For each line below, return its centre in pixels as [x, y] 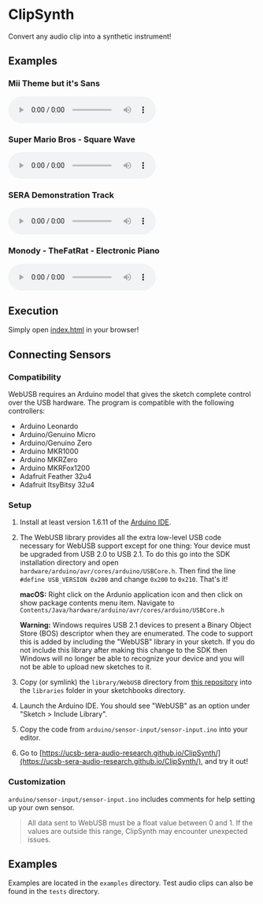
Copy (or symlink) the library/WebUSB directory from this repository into [135, 682]
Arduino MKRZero [48, 460]
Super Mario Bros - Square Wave [72, 139]
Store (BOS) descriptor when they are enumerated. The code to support [136, 634]
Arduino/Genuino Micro [57, 435]
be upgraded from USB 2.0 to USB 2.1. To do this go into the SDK [125, 554]
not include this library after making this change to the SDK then [123, 650]
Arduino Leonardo [49, 426]
